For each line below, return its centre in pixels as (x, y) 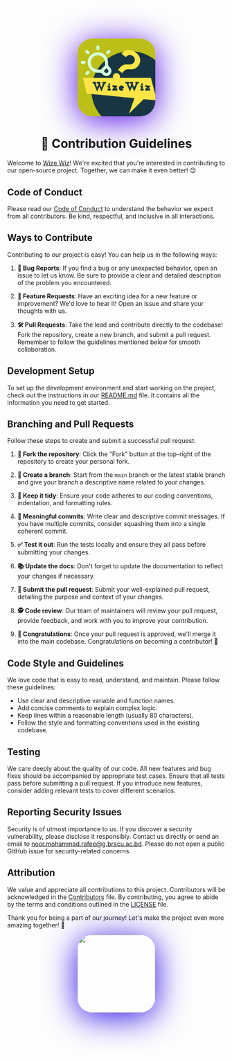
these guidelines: (32, 687)
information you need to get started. (59, 402)
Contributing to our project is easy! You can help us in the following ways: (112, 254)
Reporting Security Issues (65, 812)
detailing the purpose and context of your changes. (90, 597)
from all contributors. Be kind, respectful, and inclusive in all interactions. (111, 216)
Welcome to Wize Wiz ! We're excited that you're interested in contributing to (116, 163)
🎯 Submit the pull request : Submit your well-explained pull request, (114, 590)
